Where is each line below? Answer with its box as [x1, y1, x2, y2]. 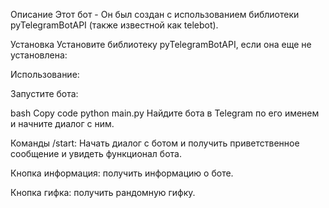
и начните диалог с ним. [10, 118, 115, 129]
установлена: [10, 49, 68, 61]
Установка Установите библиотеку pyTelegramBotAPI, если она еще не [10, 39, 312, 50]
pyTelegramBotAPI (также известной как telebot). [10, 19, 219, 31]
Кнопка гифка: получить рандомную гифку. [10, 187, 196, 198]
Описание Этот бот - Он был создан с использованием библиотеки [10, 9, 300, 20]
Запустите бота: [10, 88, 79, 99]
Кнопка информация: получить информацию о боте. [10, 167, 234, 179]
